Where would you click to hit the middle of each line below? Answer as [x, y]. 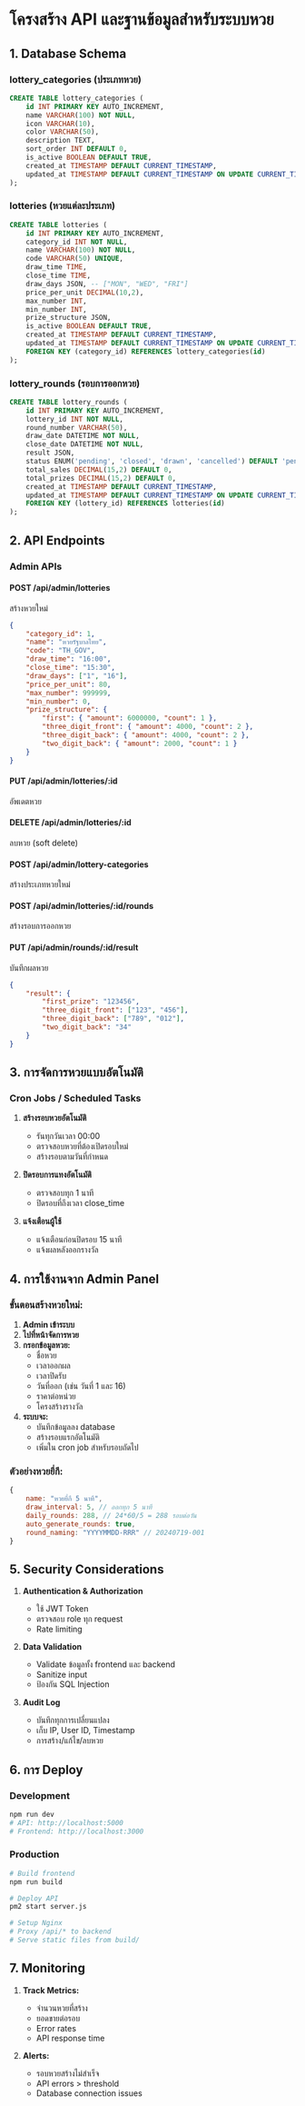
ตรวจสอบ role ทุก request [79, 1619]
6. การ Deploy [46, 1769]
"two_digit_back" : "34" [87, 1027]
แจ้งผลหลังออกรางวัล [67, 1250]
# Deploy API [34, 1898]
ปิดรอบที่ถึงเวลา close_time [80, 1203]
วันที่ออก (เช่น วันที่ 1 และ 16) [81, 1386]
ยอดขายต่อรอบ [58, 2018]
